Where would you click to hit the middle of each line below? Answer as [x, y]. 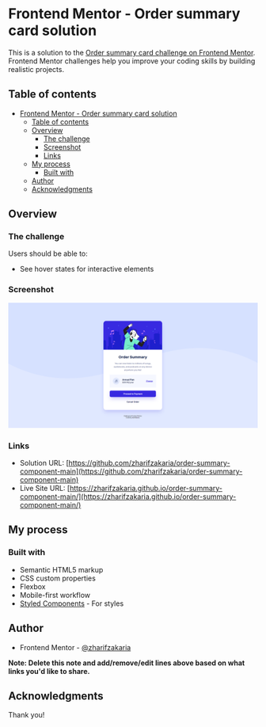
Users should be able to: [48, 253]
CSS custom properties [58, 578]
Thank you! [27, 715]
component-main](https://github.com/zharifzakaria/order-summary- [131, 471]
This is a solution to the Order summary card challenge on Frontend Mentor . [132, 52]
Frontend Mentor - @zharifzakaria [75, 647]
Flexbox [32, 586]
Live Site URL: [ [45, 489]
